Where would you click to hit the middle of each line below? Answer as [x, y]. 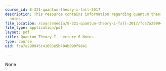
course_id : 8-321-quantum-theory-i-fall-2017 [53, 10]
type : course [19, 42]
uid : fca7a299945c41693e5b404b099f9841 [46, 46]
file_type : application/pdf [34, 28]
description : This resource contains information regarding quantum [77, 14]
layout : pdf [17, 32]
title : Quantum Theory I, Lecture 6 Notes [49, 37]
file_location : [21, 23]
